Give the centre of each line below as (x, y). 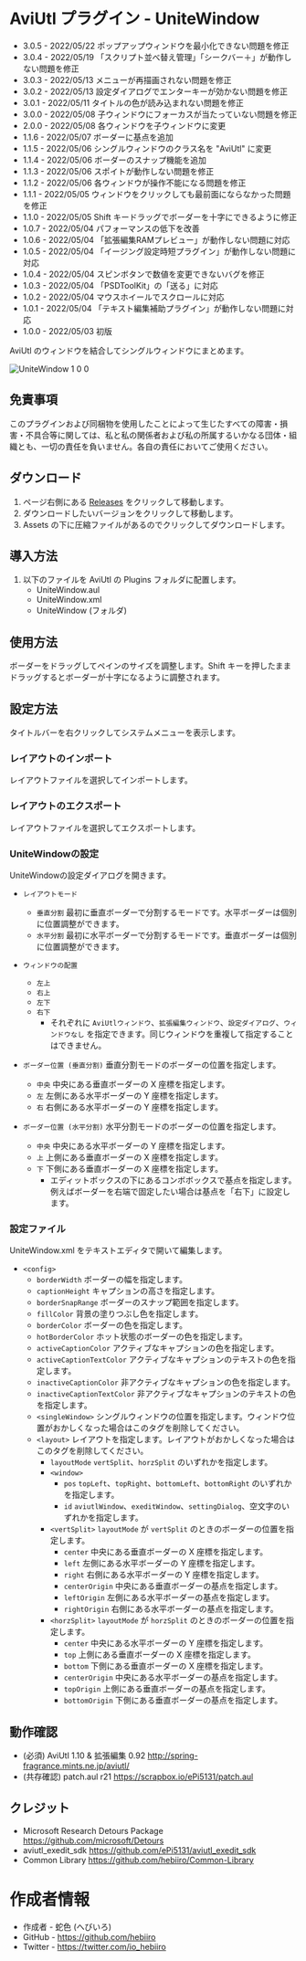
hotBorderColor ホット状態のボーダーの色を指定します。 (142, 1337)
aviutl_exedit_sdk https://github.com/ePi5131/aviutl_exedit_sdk (139, 1850)
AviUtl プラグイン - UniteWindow (135, 19)
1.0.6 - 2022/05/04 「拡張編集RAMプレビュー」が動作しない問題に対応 (156, 239)
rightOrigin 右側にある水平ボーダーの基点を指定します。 (171, 1609)
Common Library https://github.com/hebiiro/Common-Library (138, 1860)
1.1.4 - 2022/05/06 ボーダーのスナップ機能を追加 (115, 160)
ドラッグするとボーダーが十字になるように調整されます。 (117, 678)
